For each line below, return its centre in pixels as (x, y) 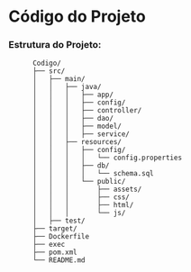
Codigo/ (47, 63)
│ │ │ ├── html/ (83, 205)
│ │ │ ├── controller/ (87, 111)
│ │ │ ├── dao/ (73, 119)
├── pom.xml (55, 253)
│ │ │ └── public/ (79, 182)
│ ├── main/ (59, 79)
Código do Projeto (77, 17)
